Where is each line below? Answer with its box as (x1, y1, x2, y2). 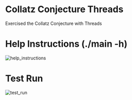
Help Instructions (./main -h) (5, 38, 128, 50)
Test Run (5, 73, 43, 84)
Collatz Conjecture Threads (5, 4, 124, 15)
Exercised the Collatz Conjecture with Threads (5, 20, 102, 26)
